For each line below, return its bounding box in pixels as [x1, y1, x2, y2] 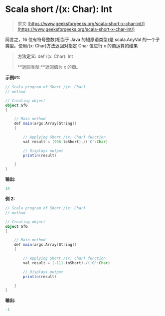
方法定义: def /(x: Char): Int [17, 53, 73, 59]
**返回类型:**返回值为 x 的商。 [17, 64, 81, 70]
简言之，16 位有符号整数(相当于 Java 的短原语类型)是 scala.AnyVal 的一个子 [5, 36, 161, 42]
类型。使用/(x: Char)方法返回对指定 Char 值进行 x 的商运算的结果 [5, 42, 138, 48]
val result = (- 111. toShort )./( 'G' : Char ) [23, 260, 111, 265]
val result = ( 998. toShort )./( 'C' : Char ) [23, 139, 108, 144]
